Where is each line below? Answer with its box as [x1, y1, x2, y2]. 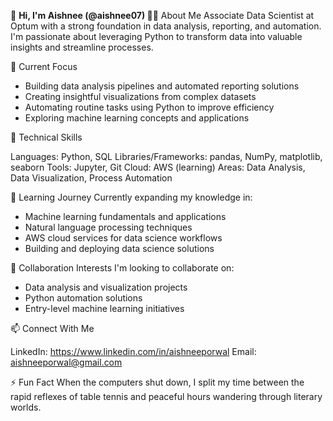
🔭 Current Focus [10, 61, 78, 72]
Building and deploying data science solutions [24, 243, 215, 254]
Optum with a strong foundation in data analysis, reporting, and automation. [10, 20, 322, 32]
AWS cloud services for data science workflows [24, 232, 223, 244]
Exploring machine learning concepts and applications [24, 112, 250, 124]
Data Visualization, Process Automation [10, 172, 173, 184]
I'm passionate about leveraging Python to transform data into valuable [10, 31, 303, 42]
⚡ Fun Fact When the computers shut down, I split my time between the [10, 376, 305, 388]
